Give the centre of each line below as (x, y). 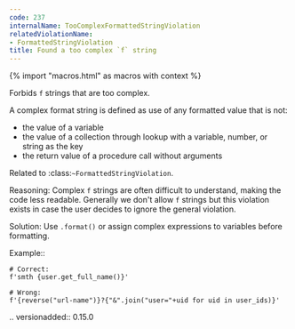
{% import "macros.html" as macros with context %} (105, 76)
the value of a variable (63, 128)
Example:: (28, 253)
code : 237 (28, 17)
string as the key (52, 147)
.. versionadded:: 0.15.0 (52, 317)
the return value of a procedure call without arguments (122, 156)
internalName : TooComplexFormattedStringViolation (105, 26)
